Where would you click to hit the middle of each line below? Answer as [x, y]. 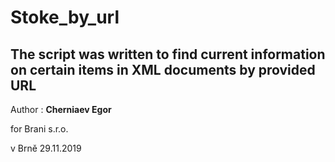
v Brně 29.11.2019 [46, 148]
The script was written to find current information [168, 54]
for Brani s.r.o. [39, 129]
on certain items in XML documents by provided [163, 69]
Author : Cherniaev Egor [61, 109]
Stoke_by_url [65, 17]
